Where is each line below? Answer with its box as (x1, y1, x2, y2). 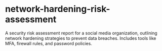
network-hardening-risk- (5, 3, 110, 15)
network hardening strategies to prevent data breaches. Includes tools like (5, 35, 157, 41)
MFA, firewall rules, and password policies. (5, 40, 92, 46)
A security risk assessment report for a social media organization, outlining (5, 30, 158, 36)
